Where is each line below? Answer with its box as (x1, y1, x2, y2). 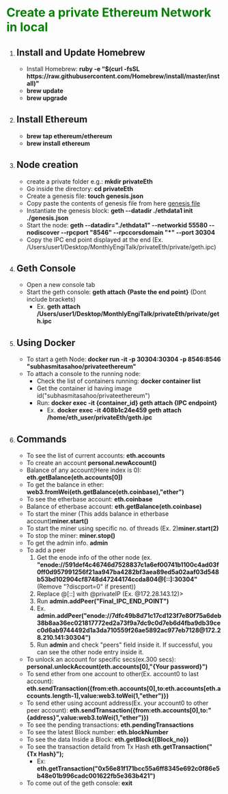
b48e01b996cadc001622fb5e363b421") (36, 772, 156, 780)
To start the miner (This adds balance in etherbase (26, 510, 169, 518)
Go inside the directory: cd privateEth (26, 184, 134, 193)
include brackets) (26, 295, 76, 303)
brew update (26, 87, 63, 95)
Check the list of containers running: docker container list (36, 377, 201, 385)
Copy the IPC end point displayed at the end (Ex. (26, 235, 163, 244)
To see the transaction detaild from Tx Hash (26, 743, 150, 751)
